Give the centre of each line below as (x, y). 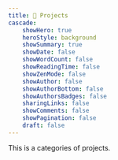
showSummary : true (52, 45)
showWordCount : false (57, 60)
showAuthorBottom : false (63, 89)
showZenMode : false (54, 74)
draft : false (44, 125)
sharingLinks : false (56, 103)
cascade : (22, 23)
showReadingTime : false (61, 67)
